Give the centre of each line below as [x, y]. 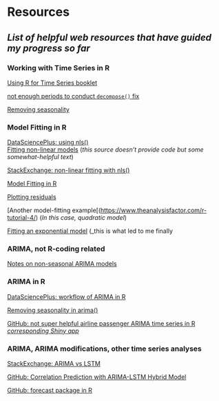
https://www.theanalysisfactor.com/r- [154, 210]
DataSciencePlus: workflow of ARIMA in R [66, 296]
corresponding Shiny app [43, 331]
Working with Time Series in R [59, 68]
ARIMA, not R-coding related [56, 249]
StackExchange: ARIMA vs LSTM [54, 364]
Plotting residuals [32, 197]
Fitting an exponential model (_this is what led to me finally [90, 231]
